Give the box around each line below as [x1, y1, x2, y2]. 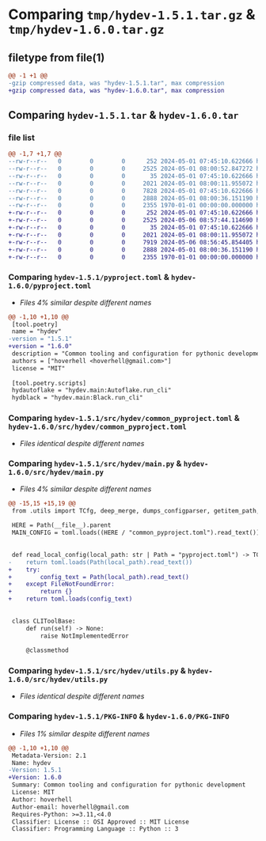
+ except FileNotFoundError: [8, 580, 115, 589]
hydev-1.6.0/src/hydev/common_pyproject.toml [8, 422, 188, 432]
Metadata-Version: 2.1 [11, 752, 87, 760]
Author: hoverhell [11, 795, 73, 804]
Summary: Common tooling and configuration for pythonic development [11, 781, 246, 789]
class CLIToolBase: [11, 617, 77, 625]
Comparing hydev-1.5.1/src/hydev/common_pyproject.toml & [8, 413, 240, 424]
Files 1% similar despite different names [19, 729, 150, 738]
